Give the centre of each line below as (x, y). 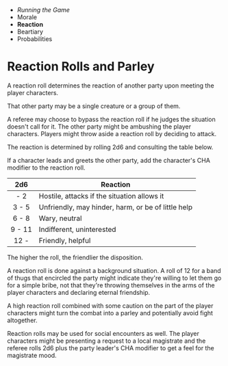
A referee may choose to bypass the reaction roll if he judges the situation (111, 119)
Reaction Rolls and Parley (81, 67)
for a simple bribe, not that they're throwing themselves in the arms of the (111, 285)
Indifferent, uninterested (77, 229)
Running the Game (43, 10)
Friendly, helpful (65, 240)
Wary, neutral (60, 218)
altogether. (22, 320)
